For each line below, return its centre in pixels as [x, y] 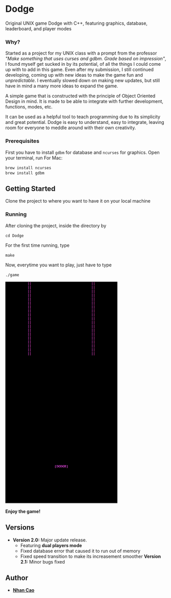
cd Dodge [15, 235]
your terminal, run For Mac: [34, 158]
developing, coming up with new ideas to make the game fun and [74, 75]
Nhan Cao [24, 590]
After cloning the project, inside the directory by [56, 225]
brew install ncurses [28, 168]
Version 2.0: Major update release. [50, 540]
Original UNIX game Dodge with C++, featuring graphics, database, [76, 23]
